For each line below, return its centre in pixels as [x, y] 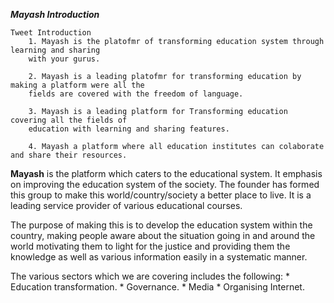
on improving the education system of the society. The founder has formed [165, 184]
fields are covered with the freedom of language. [136, 94]
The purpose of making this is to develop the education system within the [161, 225]
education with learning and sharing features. [129, 129]
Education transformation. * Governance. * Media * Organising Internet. [157, 287]
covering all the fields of [69, 120]
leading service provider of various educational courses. [126, 205]
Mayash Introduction [55, 14]
